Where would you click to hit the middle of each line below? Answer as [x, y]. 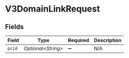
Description [108, 40]
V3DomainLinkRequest [53, 9]
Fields [15, 27]
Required [79, 40]
